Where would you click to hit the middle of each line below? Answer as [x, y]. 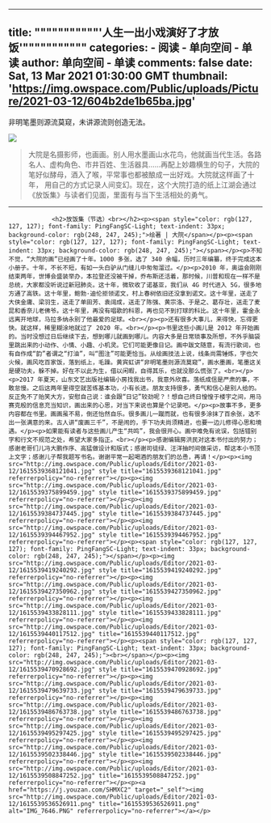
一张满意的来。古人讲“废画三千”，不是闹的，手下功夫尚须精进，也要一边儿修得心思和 [135, 422]
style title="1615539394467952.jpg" [160, 535]
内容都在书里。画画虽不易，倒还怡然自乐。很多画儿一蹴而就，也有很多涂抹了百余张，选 [131, 414]
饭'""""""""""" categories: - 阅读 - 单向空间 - [124, 48]
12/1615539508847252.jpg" [52, 775]
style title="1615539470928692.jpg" [160, 669]
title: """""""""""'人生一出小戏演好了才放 [114, 33]
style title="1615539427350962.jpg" [160, 592]
